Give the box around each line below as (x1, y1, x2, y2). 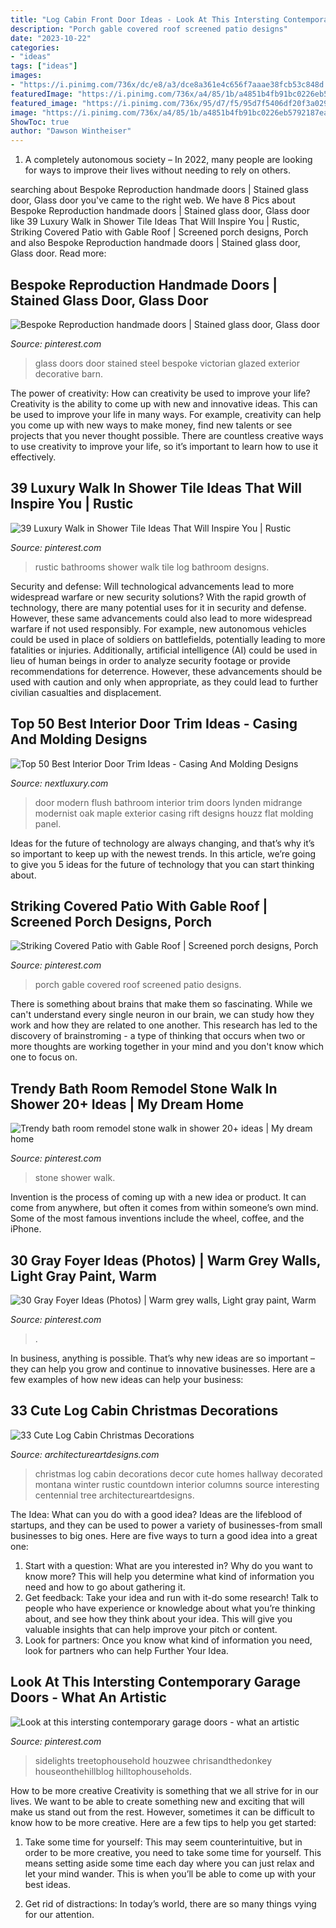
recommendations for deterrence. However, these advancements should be (10, 665, 323, 677)
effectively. (10, 451, 57, 463)
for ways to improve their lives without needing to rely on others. (24, 164, 292, 176)
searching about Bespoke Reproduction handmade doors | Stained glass (10, 184, 309, 196)
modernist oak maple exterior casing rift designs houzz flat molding (34, 807, 314, 819)
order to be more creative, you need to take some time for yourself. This (24, 1846, 322, 1858)
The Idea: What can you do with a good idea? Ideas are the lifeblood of (10, 1508, 303, 1520)
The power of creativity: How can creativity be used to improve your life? (10, 387, 311, 399)
